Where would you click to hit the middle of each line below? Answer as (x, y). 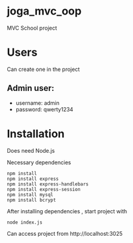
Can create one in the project (43, 69)
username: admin (38, 103)
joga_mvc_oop (44, 11)
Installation (36, 134)
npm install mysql (30, 195)
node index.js (25, 222)
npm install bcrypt (32, 200)
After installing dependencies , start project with (67, 211)
